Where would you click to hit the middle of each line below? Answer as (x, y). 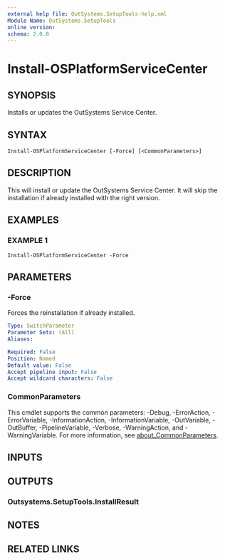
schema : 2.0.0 (28, 34)
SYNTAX (27, 135)
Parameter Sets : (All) (41, 333)
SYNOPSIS (32, 95)
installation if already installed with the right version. (84, 197)
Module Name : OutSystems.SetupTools (62, 21)
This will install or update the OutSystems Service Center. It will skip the (112, 190)
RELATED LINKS (43, 549)
